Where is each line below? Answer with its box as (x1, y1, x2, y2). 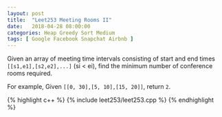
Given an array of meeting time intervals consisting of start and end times (7, 54, 215, 63)
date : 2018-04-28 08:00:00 (7, 23, 91, 30)
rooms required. (7, 70, 53, 78)
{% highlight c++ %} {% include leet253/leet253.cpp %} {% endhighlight (7, 96, 214, 104)
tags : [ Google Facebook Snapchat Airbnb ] (7, 36, 134, 43)
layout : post (7, 10, 45, 17)
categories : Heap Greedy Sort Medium (7, 29, 115, 36)
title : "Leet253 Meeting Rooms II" (7, 17, 112, 23)
